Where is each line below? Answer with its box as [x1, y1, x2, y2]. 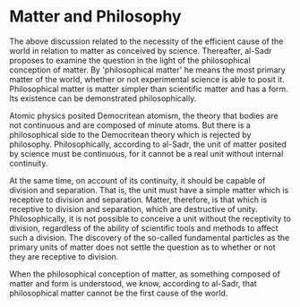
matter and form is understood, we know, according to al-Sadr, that [9, 277, 257, 288]
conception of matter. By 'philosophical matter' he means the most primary [9, 64, 287, 75]
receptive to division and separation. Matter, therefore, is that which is [9, 194, 268, 205]
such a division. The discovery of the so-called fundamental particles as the [9, 232, 290, 243]
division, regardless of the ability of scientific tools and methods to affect [9, 222, 279, 234]
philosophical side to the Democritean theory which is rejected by [9, 129, 252, 140]
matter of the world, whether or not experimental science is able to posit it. [9, 73, 285, 84]
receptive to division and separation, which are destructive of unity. [9, 203, 258, 214]
